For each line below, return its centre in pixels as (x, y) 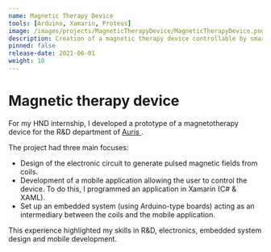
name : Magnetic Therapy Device (61, 16)
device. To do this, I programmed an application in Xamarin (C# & (128, 189)
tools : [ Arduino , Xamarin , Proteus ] (70, 23)
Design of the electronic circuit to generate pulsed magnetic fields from (139, 163)
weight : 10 (27, 61)
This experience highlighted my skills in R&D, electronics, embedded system (135, 230)
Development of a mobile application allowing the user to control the (133, 180)
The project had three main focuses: (69, 147)
